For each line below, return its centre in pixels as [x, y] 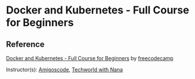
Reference [25, 44]
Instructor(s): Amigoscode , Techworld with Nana [65, 70]
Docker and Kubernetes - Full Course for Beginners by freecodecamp [90, 58]
